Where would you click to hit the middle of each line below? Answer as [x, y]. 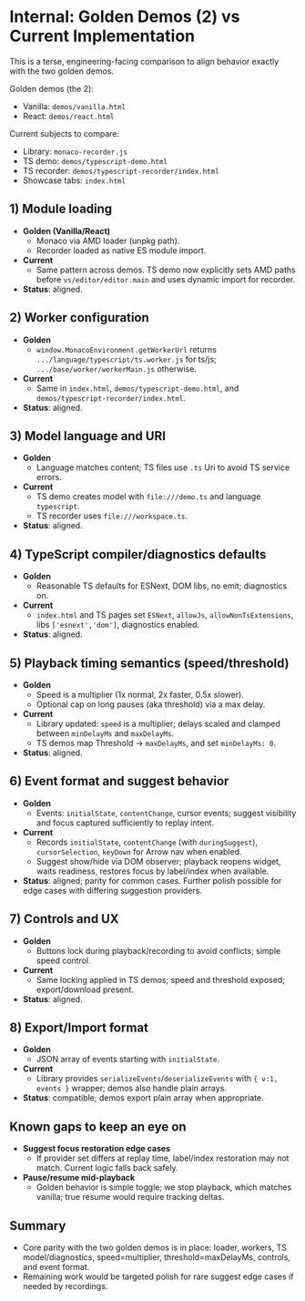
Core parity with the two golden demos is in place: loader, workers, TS [154, 1248]
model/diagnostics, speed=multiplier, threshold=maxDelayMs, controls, [157, 1257]
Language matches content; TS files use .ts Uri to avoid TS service [163, 467]
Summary [38, 1226]
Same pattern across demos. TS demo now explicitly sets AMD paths [166, 270]
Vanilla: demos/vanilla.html [74, 106]
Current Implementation [102, 36]
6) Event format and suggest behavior [119, 781]
